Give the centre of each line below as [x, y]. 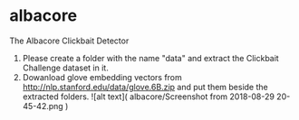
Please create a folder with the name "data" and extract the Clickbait [150, 58]
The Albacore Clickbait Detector [69, 41]
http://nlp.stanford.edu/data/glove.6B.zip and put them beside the [145, 87]
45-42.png [43, 106]
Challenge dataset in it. [65, 68]
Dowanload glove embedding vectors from [102, 77]
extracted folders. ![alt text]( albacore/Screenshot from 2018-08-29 [148, 97]
